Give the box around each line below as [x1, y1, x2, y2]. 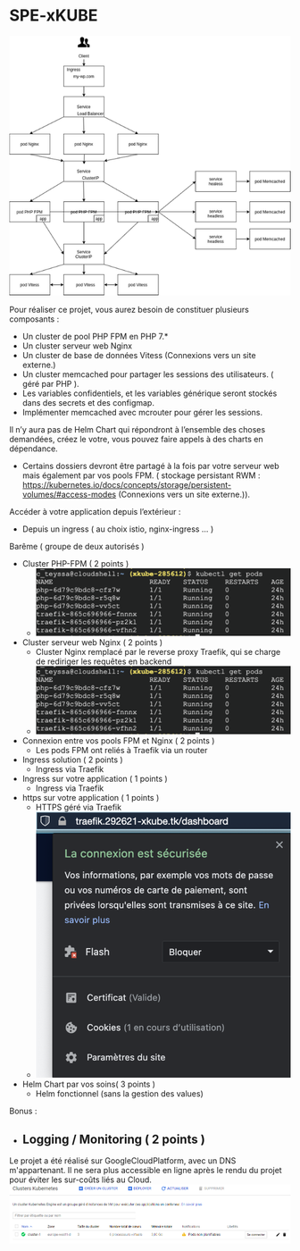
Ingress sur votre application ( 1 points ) [21, 773, 168, 784]
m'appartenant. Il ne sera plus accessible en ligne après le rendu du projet [9, 1165, 283, 1175]
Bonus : [9, 1105, 37, 1117]
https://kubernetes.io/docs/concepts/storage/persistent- [21, 479, 232, 490]
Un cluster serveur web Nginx [21, 340, 132, 351]
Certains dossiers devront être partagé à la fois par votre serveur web [21, 460, 279, 471]
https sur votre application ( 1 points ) [21, 792, 160, 802]
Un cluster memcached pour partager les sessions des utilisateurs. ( [21, 368, 274, 380]
